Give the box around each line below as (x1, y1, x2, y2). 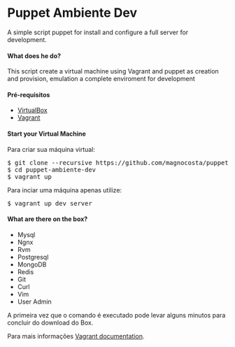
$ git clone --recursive (7, 159, 92, 167)
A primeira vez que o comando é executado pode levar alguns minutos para (7, 311, 226, 319)
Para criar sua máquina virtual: (7, 145, 96, 153)
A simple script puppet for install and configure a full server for (7, 28, 189, 36)
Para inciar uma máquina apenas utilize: (7, 185, 122, 194)
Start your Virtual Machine (7, 129, 86, 138)
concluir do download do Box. (7, 318, 94, 327)
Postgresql (17, 253, 49, 261)
